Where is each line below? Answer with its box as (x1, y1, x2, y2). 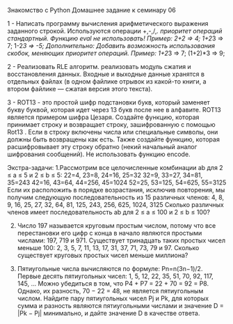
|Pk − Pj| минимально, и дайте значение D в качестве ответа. (17, 309, 200, 317)
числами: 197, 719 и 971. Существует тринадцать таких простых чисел (17, 236, 226, 245)
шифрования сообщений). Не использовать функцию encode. (7, 150, 191, 158)
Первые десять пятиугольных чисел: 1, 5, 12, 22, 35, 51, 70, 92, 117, (17, 272, 214, 280)
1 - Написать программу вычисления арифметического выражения (7, 20, 209, 27)
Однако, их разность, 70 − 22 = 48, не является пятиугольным (17, 287, 204, 295)
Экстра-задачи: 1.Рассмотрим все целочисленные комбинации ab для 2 (7, 164, 224, 171)
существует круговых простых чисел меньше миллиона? (17, 251, 188, 259)
